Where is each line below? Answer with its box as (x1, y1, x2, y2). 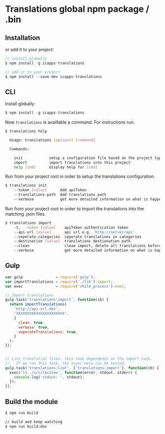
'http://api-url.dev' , (14, 306, 60, 311)
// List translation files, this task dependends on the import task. (5, 356, 153, 361)
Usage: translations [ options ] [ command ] (9, 138, 96, 143)
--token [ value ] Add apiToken (14, 188, 87, 193)
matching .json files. (5, 211, 46, 217)
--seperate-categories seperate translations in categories (14, 234, 141, 239)
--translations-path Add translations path (14, 192, 107, 198)
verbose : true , (18, 325, 50, 330)
